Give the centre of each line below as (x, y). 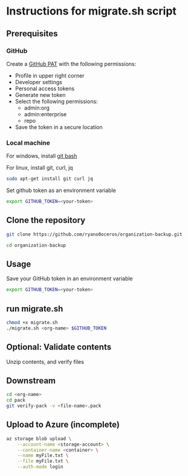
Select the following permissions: (56, 101)
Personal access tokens (45, 88)
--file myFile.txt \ (43, 461)
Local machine (28, 142)
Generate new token (40, 94)
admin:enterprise (45, 114)
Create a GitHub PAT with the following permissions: (71, 64)
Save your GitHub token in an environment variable (70, 279)
